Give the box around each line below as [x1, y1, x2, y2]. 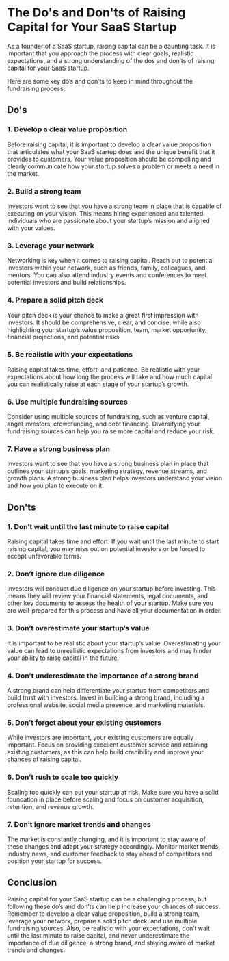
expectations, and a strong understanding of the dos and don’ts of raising [7, 56, 215, 64]
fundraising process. [7, 84, 66, 92]
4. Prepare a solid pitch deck [7, 296, 104, 305]
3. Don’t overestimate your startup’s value [7, 624, 150, 633]
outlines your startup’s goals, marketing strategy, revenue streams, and [7, 467, 207, 475]
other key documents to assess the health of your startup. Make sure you [7, 599, 214, 607]
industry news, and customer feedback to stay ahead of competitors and [7, 849, 213, 858]
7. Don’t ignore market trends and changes [7, 819, 152, 829]
